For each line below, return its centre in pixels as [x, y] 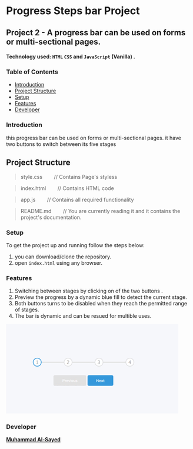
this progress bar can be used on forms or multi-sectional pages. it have [94, 138]
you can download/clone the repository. [63, 257]
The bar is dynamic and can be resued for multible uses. [83, 316]
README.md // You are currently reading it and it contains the [100, 211]
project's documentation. [51, 217]
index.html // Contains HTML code [67, 188]
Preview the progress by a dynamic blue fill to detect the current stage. [101, 297]
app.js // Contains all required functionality [77, 199]
